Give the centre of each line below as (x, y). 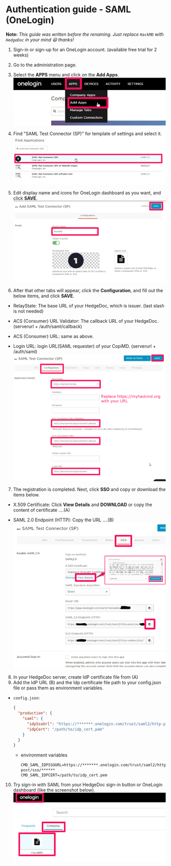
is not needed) (28, 311)
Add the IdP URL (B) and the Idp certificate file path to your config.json (87, 683)
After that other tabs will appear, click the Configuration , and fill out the (88, 290)
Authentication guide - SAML (69, 9)
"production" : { (35, 713)
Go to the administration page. (45, 65)
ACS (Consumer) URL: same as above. (53, 336)
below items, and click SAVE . (44, 296)
